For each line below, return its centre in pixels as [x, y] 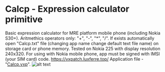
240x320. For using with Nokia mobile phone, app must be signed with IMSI [82, 54]
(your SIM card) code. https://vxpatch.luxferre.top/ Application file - [74, 59]
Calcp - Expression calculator [67, 9]
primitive [24, 19]
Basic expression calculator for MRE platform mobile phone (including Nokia [83, 33]
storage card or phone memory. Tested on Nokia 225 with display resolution [83, 48]
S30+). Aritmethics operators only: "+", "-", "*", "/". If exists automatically [80, 38]
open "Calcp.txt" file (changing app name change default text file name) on [82, 43]
